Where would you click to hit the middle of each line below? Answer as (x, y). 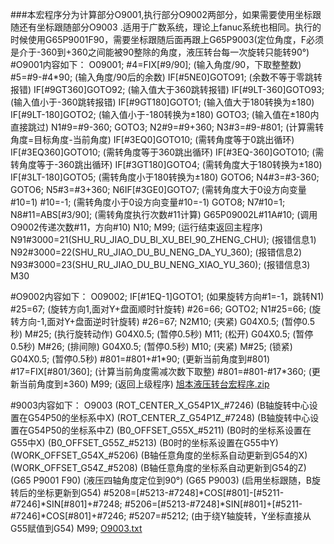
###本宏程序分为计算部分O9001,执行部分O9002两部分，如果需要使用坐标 (161, 14)
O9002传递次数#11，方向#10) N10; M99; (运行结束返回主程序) (136, 227)
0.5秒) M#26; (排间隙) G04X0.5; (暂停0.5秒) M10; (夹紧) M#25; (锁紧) (151, 346)
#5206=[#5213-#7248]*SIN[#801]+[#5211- (213, 504)
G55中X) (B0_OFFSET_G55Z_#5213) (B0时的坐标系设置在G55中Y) (144, 442)
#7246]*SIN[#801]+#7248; (66, 504)
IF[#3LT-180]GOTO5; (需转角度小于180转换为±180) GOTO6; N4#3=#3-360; (165, 177)
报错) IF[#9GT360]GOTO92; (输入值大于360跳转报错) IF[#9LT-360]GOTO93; (167, 89)
